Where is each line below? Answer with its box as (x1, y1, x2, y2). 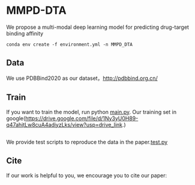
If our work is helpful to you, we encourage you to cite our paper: (6, 172, 167, 179)
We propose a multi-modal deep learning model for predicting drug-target (6, 23, 189, 31)
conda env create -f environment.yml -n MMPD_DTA (6, 41, 133, 47)
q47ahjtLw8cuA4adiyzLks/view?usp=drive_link (6, 121, 123, 128)
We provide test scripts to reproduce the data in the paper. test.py (6, 138, 168, 145)
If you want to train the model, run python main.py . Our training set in (6, 108, 177, 115)
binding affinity (6, 29, 44, 37)
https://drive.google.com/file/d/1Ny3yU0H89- (25, 115, 139, 122)
